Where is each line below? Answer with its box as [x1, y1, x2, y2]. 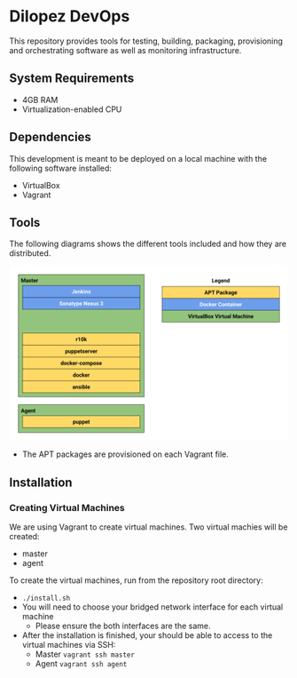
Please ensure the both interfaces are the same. [35, 620, 211, 632]
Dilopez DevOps [9, 6, 130, 27]
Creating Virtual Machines [9, 501, 126, 514]
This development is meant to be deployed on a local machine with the [9, 153, 268, 164]
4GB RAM [21, 94, 59, 105]
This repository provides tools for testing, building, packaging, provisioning [9, 36, 284, 46]
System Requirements [9, 71, 135, 86]
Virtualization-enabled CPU [21, 104, 122, 115]
